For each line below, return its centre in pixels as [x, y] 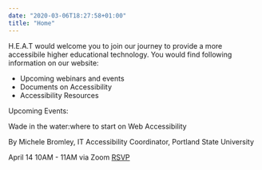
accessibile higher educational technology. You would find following [120, 54]
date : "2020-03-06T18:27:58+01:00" [67, 16]
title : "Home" [32, 23]
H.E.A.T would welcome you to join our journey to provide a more [115, 45]
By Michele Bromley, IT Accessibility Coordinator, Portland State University [131, 141]
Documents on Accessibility [66, 87]
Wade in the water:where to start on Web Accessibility [97, 126]
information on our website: [54, 63]
